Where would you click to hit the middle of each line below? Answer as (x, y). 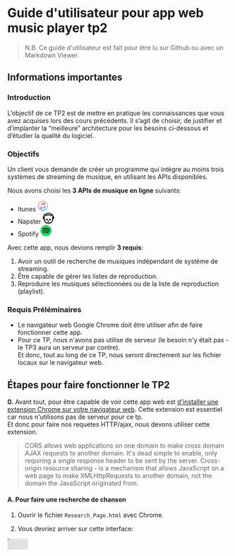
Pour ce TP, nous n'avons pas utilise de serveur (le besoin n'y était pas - (123, 340)
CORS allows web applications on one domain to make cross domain (124, 446)
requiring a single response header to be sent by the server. (112, 461)
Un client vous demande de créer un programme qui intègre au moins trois (116, 169)
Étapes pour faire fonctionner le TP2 (89, 384)
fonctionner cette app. (50, 332)
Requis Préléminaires (44, 309)
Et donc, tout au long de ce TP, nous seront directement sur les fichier (119, 355)
